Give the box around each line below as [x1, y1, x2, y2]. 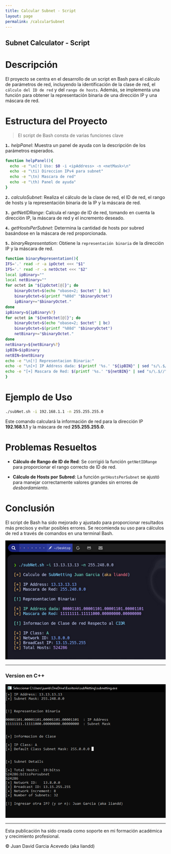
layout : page [5, 13, 33, 19]
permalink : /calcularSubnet [5, 19, 65, 24]
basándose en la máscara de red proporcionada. [5, 230, 107, 236]
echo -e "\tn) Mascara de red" [10, 174, 76, 180]
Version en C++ [5, 672, 45, 680]
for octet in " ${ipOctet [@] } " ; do [5, 283, 79, 288]
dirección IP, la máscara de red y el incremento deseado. [5, 215, 125, 221]
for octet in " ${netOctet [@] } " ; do [5, 315, 81, 320]
